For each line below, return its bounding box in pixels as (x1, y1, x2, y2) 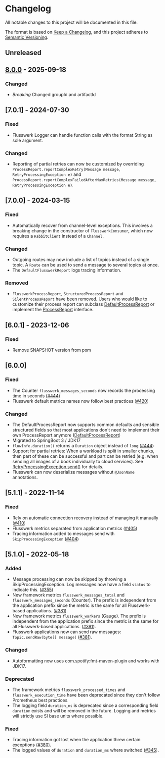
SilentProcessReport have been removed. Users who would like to (12, 296, 147, 302)
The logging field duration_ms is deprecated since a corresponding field (12, 702, 159, 708)
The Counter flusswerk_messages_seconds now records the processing (12, 387, 155, 393)
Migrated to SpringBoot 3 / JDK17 (12, 437, 81, 443)
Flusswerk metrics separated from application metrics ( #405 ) (12, 525, 138, 531)
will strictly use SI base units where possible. (12, 713, 104, 719)
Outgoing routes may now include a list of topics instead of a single (12, 256, 150, 263)
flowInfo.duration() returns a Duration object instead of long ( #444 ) (12, 442, 154, 448)
